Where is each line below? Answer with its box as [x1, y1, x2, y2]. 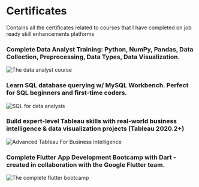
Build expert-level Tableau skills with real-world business [6, 117, 177, 125]
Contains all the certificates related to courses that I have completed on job [6, 24, 192, 31]
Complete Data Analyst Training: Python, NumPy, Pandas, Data [6, 45, 194, 53]
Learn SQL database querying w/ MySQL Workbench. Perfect [6, 81, 189, 90]
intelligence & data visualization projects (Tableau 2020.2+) [6, 124, 185, 133]
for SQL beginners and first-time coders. [6, 88, 128, 97]
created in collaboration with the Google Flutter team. [6, 160, 165, 168]
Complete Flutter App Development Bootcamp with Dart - [6, 153, 177, 161]
